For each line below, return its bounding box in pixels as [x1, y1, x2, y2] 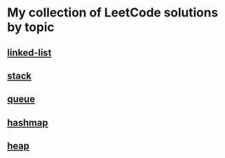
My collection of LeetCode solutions [7, 5, 219, 21]
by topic [7, 19, 55, 35]
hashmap [7, 117, 48, 128]
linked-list [7, 47, 52, 58]
